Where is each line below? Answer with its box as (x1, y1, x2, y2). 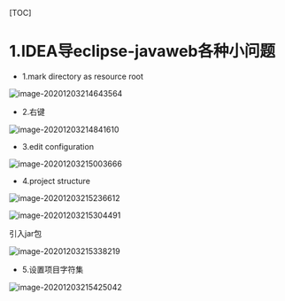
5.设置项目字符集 (21, 264, 84, 274)
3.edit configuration (21, 141, 95, 151)
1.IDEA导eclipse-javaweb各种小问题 (9, 42, 276, 61)
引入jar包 (9, 228, 42, 238)
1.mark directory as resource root (21, 71, 144, 81)
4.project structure (21, 175, 91, 186)
